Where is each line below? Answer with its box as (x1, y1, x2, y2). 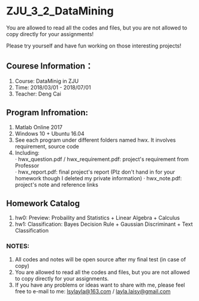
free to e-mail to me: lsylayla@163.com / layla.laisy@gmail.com (14, 287, 171, 295)
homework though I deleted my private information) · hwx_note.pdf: (14, 174, 182, 181)
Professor (14, 162, 40, 169)
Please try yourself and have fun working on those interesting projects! (6, 42, 182, 49)
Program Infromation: (6, 108, 89, 118)
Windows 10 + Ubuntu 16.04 (14, 130, 85, 137)
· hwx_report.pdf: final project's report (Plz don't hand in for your (14, 168, 175, 175)
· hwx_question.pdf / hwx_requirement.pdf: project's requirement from (14, 155, 189, 163)
